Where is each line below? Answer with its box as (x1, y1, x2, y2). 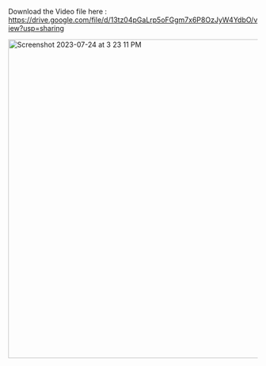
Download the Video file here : (8, 7, 108, 16)
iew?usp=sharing (8, 24, 65, 32)
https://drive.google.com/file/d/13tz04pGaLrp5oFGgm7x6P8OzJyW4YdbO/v (8, 15, 258, 25)
